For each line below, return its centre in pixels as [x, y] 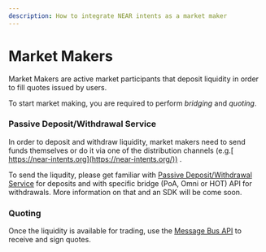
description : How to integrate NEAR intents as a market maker [118, 16]
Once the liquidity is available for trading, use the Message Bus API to [125, 231]
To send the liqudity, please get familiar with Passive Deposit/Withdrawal [130, 175]
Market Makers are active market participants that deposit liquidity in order [133, 79]
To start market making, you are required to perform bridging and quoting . [133, 103]
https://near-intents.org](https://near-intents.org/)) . [95, 159]
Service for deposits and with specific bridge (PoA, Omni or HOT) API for [130, 183]
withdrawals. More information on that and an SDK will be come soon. [125, 192]
